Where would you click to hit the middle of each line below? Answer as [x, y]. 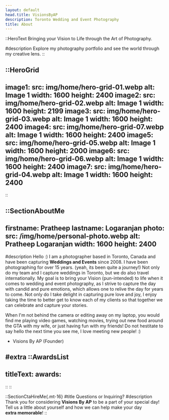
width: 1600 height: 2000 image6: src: [67, 151]
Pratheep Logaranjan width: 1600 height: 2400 [81, 244]
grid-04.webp [28, 175]
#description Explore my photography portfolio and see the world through [82, 48]
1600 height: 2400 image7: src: [56, 167]
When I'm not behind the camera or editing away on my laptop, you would [82, 315]
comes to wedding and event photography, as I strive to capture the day [81, 284]
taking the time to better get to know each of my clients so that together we [84, 300]
